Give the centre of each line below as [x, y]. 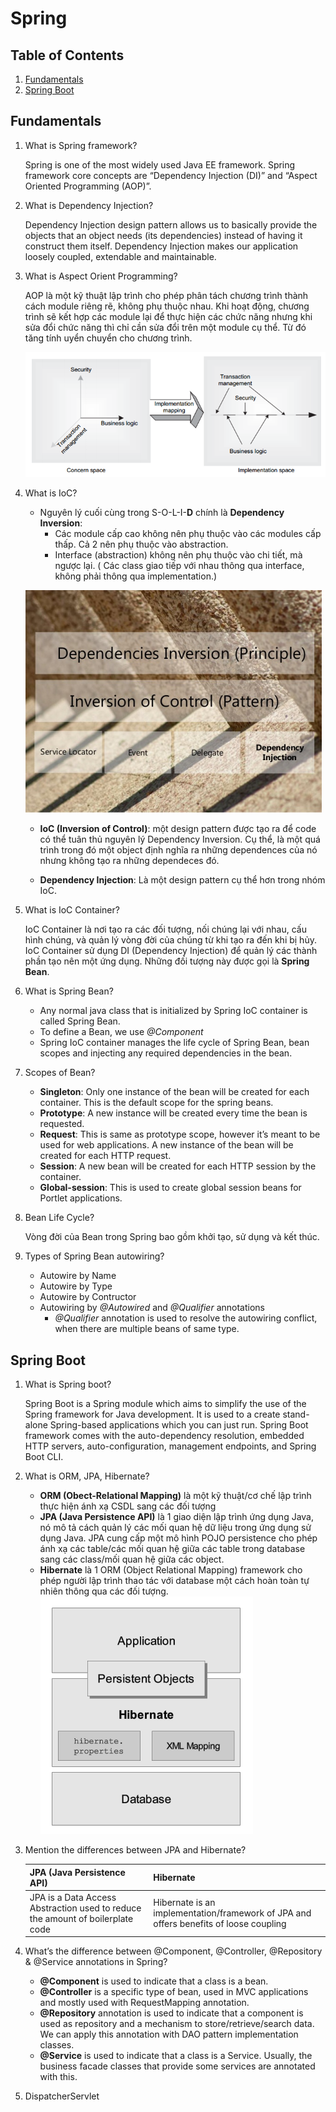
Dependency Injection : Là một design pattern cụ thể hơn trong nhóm [182, 880]
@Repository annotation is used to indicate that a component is [171, 2013]
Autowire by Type [76, 1286]
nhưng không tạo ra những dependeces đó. [129, 861]
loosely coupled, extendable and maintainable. [120, 256]
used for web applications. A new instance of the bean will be [166, 1145]
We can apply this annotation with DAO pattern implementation [169, 2034]
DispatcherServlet [62, 2096]
